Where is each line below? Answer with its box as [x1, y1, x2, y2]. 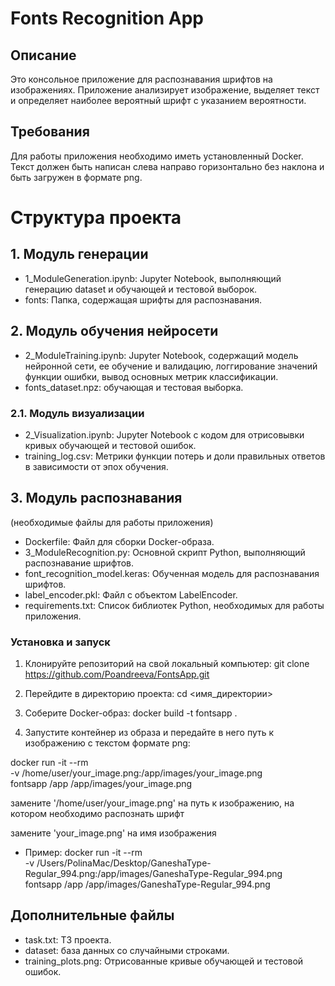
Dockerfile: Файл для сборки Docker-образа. [24, 535, 215, 547]
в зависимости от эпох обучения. [24, 460, 169, 472]
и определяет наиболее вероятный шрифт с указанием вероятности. [10, 95, 307, 106]
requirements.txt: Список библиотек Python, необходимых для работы [24, 599, 325, 611]
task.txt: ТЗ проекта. [24, 933, 112, 946]
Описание [10, 47, 77, 64]
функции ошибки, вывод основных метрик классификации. [24, 370, 279, 382]
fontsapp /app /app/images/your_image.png [10, 778, 193, 790]
